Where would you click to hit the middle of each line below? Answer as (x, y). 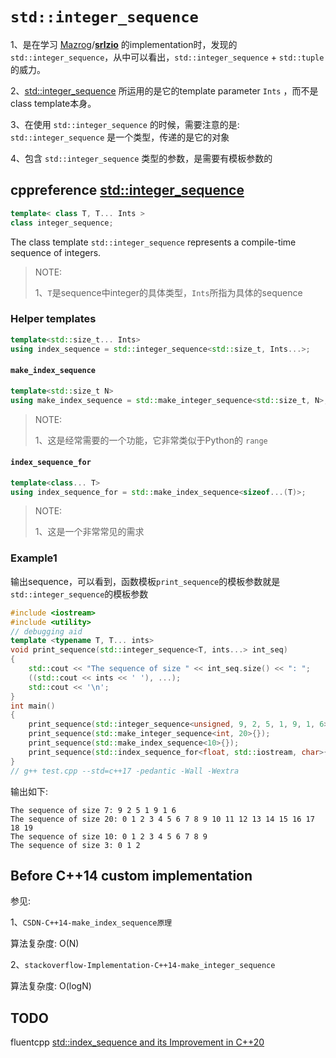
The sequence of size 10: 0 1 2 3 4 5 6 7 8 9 (109, 836)
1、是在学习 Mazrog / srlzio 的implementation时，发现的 (124, 44)
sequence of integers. (56, 252)
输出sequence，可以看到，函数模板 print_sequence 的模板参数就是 (145, 581)
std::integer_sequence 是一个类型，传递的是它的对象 (120, 137)
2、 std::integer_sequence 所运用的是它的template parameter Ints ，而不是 (164, 90)
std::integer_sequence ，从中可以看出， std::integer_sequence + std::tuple (167, 57)
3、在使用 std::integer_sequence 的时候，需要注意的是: (125, 124)
